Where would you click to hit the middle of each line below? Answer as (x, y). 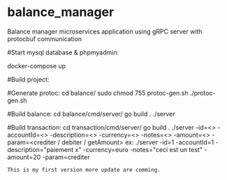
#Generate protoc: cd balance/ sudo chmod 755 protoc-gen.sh (98, 93)
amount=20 (24, 157)
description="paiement (41, 149)
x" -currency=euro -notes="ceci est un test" (139, 149)
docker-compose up (37, 66)
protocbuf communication (45, 38)
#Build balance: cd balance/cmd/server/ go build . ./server (91, 114)
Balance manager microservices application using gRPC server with (105, 31)
